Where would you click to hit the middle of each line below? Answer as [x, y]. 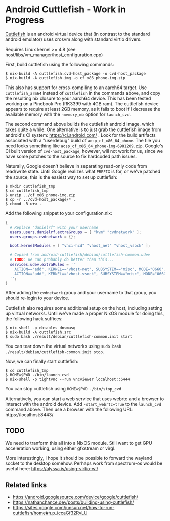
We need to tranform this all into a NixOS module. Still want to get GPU [79, 443]
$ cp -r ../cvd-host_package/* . [40, 199]
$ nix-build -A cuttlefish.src [38, 332]
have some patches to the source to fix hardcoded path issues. [71, 156]
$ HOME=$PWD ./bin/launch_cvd [37, 375]
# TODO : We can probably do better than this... [62, 260]
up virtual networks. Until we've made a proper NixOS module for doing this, [85, 313]
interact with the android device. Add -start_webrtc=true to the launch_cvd [83, 404]
